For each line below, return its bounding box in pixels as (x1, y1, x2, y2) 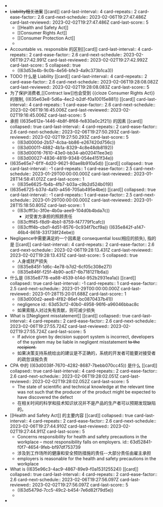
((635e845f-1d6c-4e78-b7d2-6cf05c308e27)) (17, 264, 112, 270)
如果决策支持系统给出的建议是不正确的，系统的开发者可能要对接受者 (17, 350, 156, 356)
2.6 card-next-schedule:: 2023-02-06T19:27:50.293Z (9, 129, 120, 135)
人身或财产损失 (17, 258, 48, 264)
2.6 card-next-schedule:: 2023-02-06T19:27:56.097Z (9, 477, 119, 482)
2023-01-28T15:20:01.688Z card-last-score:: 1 (32, 291, 127, 297)
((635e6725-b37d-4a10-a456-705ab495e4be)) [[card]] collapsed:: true (9, 187, 156, 193)
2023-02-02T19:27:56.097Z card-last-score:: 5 (32, 482, 128, 488)
